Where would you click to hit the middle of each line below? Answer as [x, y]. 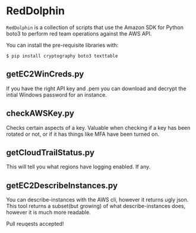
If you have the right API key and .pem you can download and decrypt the [96, 88]
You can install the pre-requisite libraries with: [62, 45]
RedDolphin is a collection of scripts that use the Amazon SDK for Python [95, 27]
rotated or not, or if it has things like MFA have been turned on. [83, 134]
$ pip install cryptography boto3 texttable [62, 56]
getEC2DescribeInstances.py [62, 185]
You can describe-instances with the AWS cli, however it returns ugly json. [97, 200]
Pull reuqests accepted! [35, 224]
